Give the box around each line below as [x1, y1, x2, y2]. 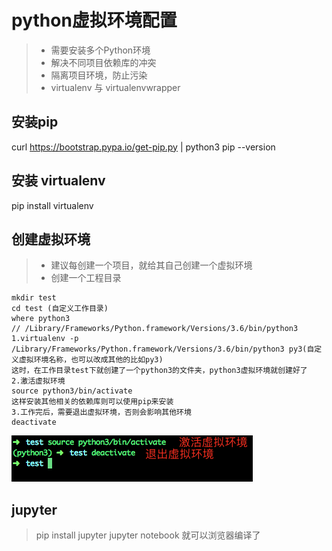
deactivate [11, 417, 57, 428]
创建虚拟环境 [11, 231, 91, 248]
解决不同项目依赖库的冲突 [50, 56, 157, 68]
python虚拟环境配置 [11, 9, 178, 32]
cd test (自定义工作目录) [11, 304, 109, 314]
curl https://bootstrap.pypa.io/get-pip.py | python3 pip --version [11, 141, 276, 153]
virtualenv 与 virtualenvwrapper [50, 81, 181, 93]
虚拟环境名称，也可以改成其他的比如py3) [18, 355, 164, 365]
